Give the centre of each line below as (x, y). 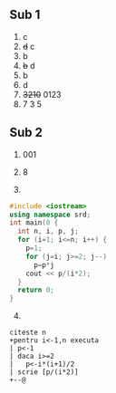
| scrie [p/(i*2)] (44, 372)
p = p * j (43, 265)
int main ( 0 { (34, 223)
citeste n (28, 333)
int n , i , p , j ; (48, 231)
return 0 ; (36, 290)
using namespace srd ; (50, 215)
